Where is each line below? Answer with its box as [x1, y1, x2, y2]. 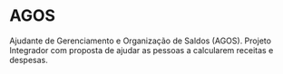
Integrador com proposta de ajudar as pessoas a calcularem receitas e [9, 44, 274, 55]
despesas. [9, 54, 48, 65]
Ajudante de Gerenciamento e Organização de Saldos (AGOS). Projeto [9, 35, 272, 46]
